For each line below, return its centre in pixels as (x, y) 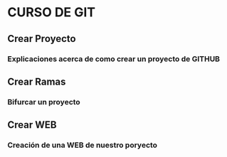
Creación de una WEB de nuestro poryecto (83, 145)
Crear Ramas (37, 81)
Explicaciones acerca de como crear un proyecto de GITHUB (114, 59)
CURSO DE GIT (52, 12)
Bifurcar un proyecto (44, 102)
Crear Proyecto (42, 39)
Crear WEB (32, 125)
